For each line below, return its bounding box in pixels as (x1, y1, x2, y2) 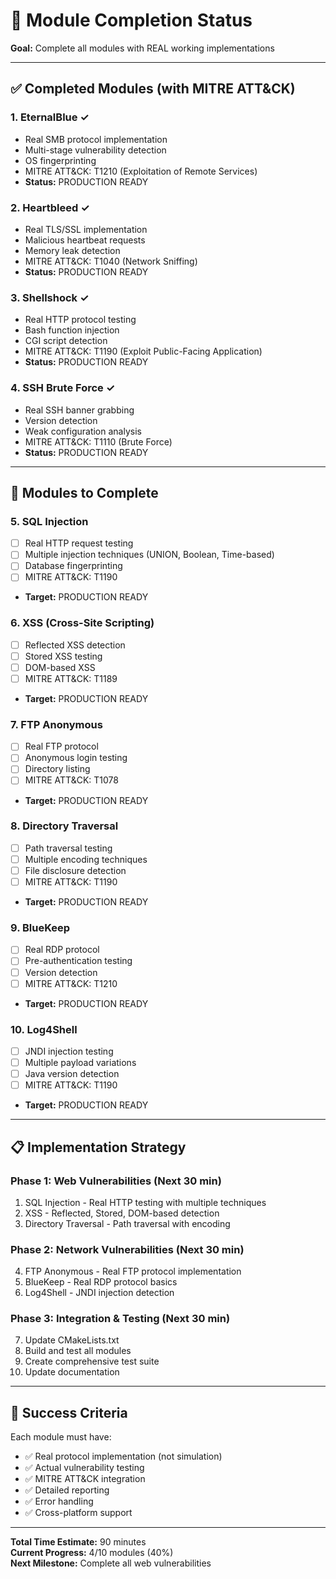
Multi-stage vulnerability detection (24, 144, 167, 156)
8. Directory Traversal (10, 819, 119, 833)
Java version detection (24, 1068, 120, 1080)
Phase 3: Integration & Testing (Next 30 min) (10, 1312, 231, 1326)
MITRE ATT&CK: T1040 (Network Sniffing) (24, 255, 198, 267)
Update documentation (24, 1366, 120, 1378)
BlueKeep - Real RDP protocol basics (24, 1276, 178, 1288)
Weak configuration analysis (24, 425, 142, 437)
